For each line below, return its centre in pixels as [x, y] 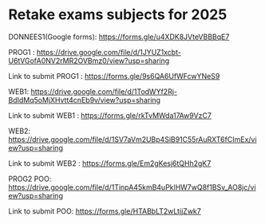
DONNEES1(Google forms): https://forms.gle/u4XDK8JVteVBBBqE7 [119, 37]
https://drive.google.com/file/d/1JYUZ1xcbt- [109, 52]
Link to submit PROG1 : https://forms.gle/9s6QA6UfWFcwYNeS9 [114, 76]
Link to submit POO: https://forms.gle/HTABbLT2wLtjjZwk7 [105, 211]
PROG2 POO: [30, 179]
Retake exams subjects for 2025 [118, 15]
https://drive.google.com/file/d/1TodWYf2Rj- [104, 91]
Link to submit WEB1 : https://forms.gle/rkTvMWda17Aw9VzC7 [110, 115]
